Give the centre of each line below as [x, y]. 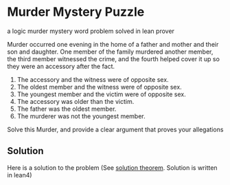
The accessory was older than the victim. [76, 101]
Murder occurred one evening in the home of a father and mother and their [113, 44]
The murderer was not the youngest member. [81, 116]
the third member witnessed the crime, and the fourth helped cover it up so [113, 58]
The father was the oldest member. [67, 109]
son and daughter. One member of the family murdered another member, [110, 52]
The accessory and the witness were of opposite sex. [93, 79]
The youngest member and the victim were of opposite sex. [102, 94]
